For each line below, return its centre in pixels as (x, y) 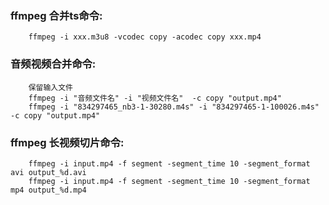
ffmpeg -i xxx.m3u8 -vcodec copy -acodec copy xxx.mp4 (145, 37)
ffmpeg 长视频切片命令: (67, 142)
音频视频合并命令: (53, 64)
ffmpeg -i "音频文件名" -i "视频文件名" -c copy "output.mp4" (155, 98)
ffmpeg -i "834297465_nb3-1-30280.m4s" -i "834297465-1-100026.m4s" (174, 107)
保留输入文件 (50, 87)
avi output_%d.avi (48, 172)
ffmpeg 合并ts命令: (56, 15)
